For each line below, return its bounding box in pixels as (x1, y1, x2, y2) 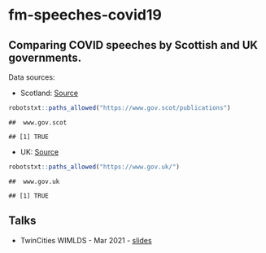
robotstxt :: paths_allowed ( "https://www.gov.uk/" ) (8, 163, 181, 171)
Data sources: (8, 72, 55, 82)
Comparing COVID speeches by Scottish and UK (8, 38, 259, 52)
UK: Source (20, 146, 59, 156)
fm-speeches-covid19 (8, 6, 163, 24)
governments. (8, 50, 82, 64)
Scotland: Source (20, 88, 79, 98)
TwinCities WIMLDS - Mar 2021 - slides (20, 235, 152, 245)
